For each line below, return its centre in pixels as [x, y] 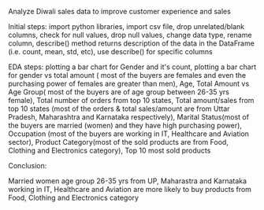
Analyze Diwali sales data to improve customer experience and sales [119, 11]
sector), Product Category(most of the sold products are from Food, [118, 142]
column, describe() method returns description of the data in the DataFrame [131, 43]
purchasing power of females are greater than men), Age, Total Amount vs [129, 83]
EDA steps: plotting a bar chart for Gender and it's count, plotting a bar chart [132, 67]
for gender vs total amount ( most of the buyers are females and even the [127, 75]
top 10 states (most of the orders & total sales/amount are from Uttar [119, 109]
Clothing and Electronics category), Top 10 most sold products [110, 150]
